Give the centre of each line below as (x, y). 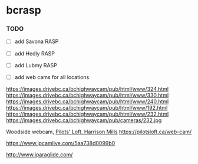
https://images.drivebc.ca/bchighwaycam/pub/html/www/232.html (88, 114)
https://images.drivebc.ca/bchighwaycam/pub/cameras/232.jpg (84, 120)
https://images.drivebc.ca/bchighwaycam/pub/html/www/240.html (88, 101)
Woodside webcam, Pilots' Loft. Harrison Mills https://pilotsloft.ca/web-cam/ (99, 132)
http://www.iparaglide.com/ (39, 155)
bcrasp (24, 10)
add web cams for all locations (52, 77)
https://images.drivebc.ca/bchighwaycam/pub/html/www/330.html (88, 95)
